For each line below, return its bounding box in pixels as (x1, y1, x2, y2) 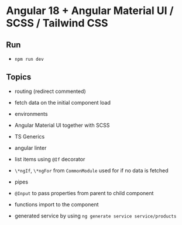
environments (14, 110, 48, 117)
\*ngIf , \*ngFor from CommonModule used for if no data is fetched (14, 167, 169, 174)
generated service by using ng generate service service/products (14, 212, 177, 219)
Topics (6, 72, 32, 82)
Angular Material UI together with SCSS (14, 122, 110, 129)
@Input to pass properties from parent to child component (14, 189, 154, 196)
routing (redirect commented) (14, 88, 86, 95)
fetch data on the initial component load (14, 99, 111, 106)
